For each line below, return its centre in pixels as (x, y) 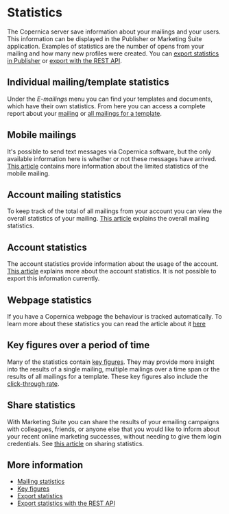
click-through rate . (33, 383)
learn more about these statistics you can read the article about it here (106, 324)
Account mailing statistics (64, 194)
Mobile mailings (42, 135)
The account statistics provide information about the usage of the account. (113, 264)
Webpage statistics (50, 300)
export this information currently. (53, 278)
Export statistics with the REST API (66, 503)
